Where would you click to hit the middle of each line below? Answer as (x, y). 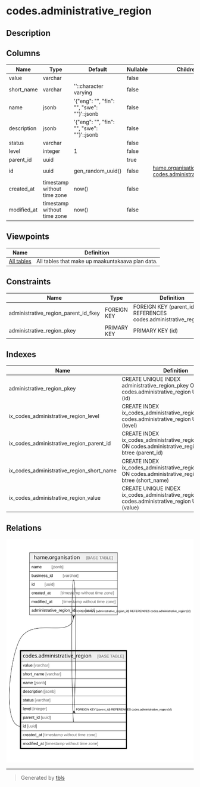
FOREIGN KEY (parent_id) (165, 306)
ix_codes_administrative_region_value (55, 498)
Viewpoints (28, 237)
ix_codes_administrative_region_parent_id (60, 443)
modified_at (23, 210)
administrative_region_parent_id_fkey (54, 313)
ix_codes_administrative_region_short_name (63, 471)
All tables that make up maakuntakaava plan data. (97, 262)
